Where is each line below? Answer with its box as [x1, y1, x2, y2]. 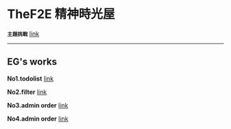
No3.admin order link [7, 101, 69, 109]
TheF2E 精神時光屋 [7, 6, 115, 22]
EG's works [7, 56, 57, 68]
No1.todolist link [7, 74, 54, 83]
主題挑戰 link [7, 29, 40, 38]
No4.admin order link [7, 115, 69, 123]
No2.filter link [7, 88, 47, 96]
